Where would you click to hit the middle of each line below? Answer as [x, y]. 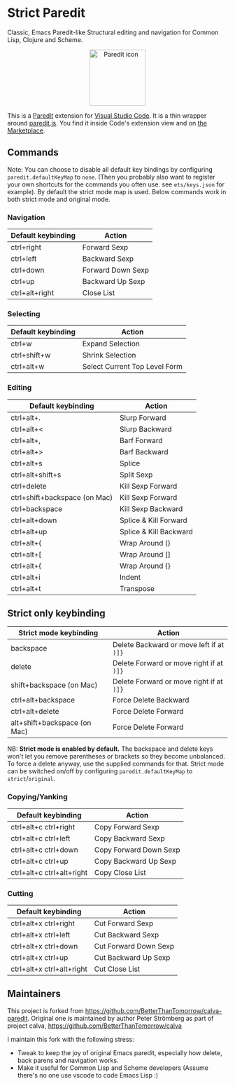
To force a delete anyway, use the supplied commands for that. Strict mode [116, 764]
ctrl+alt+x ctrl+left [41, 935]
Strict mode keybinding [58, 633]
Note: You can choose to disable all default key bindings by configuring [110, 169]
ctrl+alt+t [26, 588]
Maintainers [34, 994]
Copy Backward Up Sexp [135, 861]
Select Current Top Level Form [133, 367]
